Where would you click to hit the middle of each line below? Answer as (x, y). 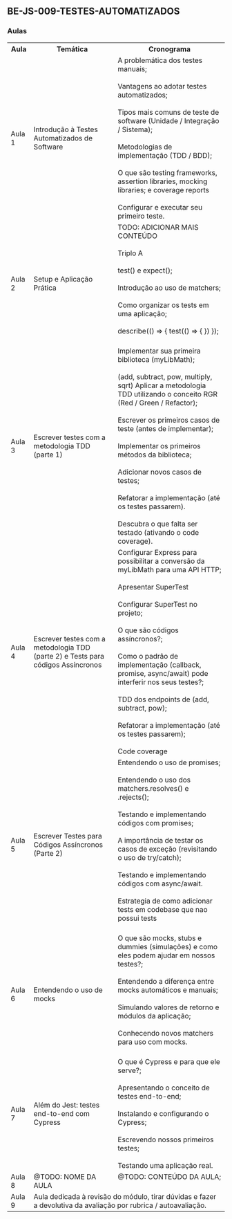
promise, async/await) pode (163, 673)
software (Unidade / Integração (168, 120)
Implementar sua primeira (159, 351)
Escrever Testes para (68, 836)
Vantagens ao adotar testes (162, 86)
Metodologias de (145, 147)
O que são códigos (148, 630)
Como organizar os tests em (163, 305)
